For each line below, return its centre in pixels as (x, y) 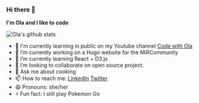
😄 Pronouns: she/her (41, 87)
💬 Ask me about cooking (46, 72)
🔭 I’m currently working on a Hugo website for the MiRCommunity (96, 52)
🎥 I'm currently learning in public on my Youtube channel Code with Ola (104, 46)
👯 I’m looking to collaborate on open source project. (79, 65)
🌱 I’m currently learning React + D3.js (61, 59)
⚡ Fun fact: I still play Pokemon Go (58, 94)
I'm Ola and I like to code (37, 23)
